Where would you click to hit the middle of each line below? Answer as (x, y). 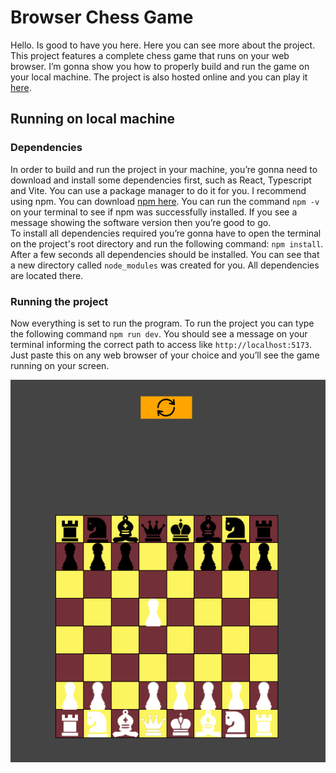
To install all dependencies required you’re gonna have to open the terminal (166, 233)
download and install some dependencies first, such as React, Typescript (161, 180)
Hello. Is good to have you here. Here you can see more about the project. (163, 45)
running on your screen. (60, 365)
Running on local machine (92, 119)
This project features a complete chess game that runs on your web (150, 55)
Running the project (59, 301)
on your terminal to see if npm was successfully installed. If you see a (154, 212)
